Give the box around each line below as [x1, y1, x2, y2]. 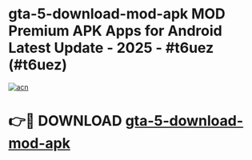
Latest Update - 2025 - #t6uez [8, 39, 214, 57]
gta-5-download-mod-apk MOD [8, 5, 226, 23]
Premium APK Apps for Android [8, 22, 222, 40]
